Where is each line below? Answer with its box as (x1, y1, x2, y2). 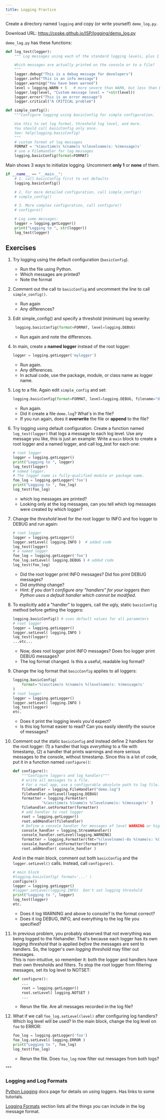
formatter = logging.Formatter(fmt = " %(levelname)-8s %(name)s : (22, 837, 154, 842)
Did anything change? (20, 582, 65, 587)
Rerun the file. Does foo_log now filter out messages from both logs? (20, 1056, 160, 1062)
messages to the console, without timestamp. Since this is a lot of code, (12, 754, 158, 760)
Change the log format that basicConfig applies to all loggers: (12, 668, 137, 674)
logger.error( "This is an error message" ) (14, 94, 102, 100)
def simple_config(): (5, 108, 50, 113)
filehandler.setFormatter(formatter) (22, 805, 98, 810)
